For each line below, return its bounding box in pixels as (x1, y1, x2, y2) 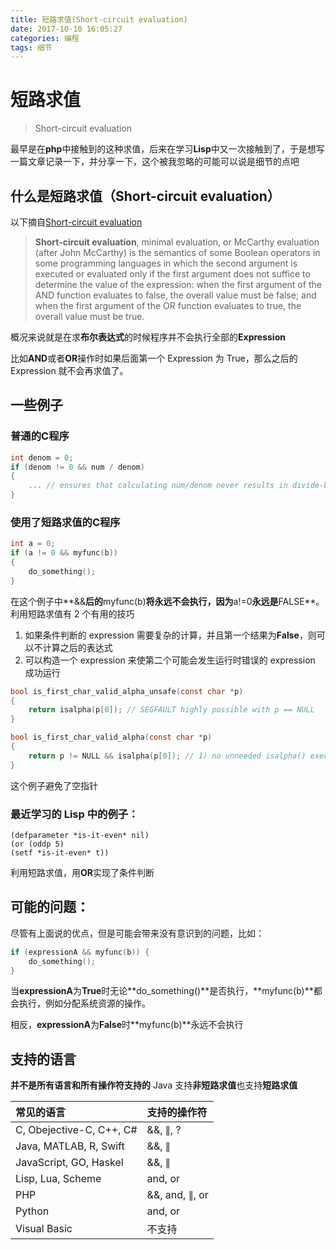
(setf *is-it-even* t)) (10, 848, 110, 858)
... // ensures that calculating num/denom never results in (28, 481, 288, 491)
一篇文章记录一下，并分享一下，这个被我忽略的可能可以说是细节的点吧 (10, 156, 300, 168)
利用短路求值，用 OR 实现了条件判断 (10, 867, 155, 879)
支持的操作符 (146, 1106, 208, 1120)
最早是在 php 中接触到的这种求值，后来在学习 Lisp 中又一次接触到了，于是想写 (10, 143, 325, 155)
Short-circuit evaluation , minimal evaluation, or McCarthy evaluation (34, 236, 320, 248)
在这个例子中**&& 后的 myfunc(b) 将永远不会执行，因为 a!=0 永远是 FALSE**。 (10, 595, 325, 607)
